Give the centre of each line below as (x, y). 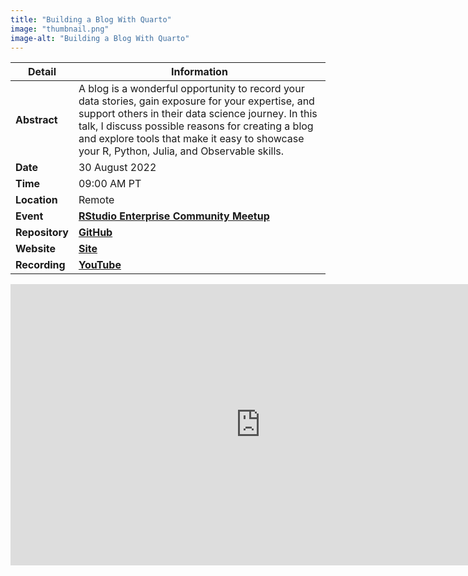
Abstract (36, 120)
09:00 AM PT (110, 184)
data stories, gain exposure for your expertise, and (196, 101)
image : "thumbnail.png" (60, 29)
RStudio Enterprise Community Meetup (174, 216)
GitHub (95, 233)
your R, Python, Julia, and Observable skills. (181, 151)
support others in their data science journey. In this (198, 114)
